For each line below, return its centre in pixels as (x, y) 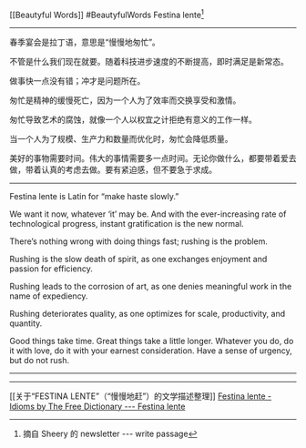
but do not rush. (40, 360)
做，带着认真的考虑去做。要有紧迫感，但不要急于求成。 (113, 169)
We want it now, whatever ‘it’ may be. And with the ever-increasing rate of (148, 214)
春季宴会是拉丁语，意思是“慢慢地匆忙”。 (85, 42)
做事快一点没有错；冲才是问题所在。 (77, 80)
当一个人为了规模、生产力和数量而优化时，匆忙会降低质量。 (121, 138)
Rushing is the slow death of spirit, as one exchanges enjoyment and (138, 259)
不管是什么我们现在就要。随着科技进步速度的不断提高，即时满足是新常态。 (149, 61)
